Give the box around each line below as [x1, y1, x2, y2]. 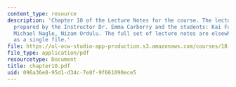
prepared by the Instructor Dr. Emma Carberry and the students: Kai [13, 23, 221, 30]
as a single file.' [13, 36, 71, 43]
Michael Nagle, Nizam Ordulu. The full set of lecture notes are [13, 29, 209, 37]
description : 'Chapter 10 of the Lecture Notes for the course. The [7, 17, 212, 24]
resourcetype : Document [7, 56, 77, 63]
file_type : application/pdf [7, 50, 90, 57]
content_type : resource [7, 10, 77, 18]
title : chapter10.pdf [7, 62, 71, 69]
